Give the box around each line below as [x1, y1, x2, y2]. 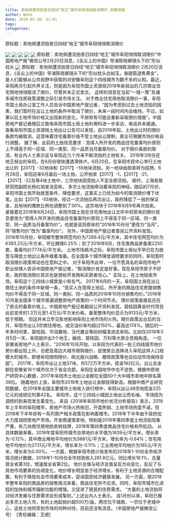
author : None [5, 12, 33, 17]
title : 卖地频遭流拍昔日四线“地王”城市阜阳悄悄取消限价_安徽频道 [5, 7, 125, 13]
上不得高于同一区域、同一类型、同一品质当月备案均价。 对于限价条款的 [5, 146, 152, 152]
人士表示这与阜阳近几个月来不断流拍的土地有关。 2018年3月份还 [27, 152, 160, 158]
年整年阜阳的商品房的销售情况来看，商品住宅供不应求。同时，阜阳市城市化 [5, 480, 159, 486]
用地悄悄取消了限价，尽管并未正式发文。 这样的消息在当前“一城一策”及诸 [9, 89, 160, 95]
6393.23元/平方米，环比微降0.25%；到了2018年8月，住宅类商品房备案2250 [5, 241, 163, 247]
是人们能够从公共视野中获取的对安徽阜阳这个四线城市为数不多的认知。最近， [5, 77, 164, 83]
